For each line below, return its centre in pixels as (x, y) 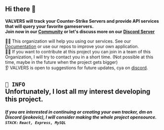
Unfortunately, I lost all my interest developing (78, 92)
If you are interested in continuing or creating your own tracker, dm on (79, 112)
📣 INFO (15, 85)
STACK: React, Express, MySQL (36, 123)
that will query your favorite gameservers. (49, 26)
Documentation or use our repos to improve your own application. (72, 46)
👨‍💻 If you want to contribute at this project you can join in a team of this (78, 51)
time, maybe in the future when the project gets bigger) (61, 62)
